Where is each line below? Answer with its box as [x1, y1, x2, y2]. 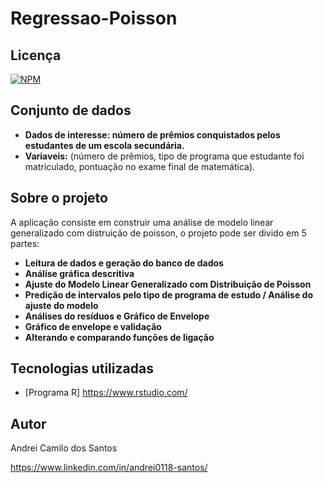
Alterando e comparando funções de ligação [24, 331, 215, 343]
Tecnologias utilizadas [10, 360, 154, 377]
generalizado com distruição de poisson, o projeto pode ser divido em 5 [10, 227, 307, 239]
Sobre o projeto [10, 190, 108, 207]
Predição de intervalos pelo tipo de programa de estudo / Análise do [24, 288, 313, 301]
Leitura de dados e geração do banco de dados [24, 257, 224, 269]
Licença [10, 47, 62, 64]
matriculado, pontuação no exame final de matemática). [24, 160, 256, 172]
